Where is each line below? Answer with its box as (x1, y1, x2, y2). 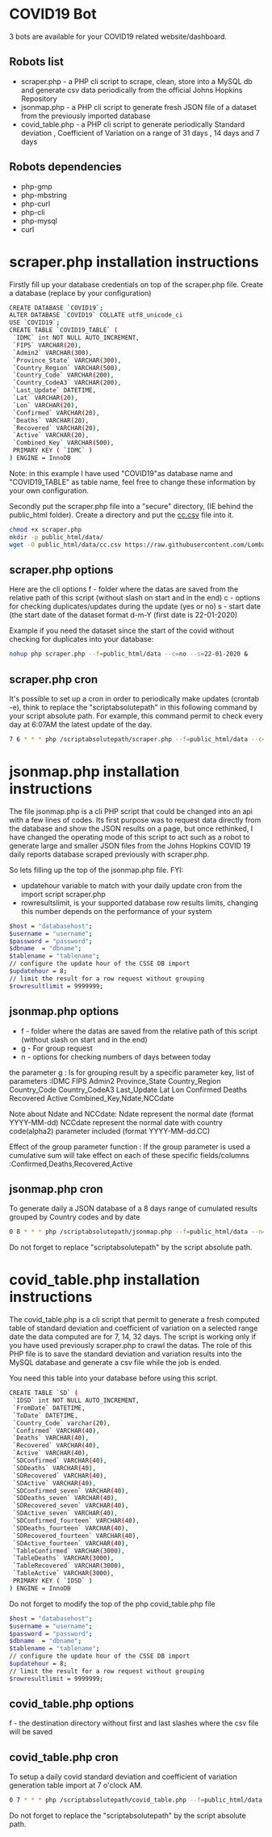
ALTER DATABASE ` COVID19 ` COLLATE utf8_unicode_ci (9, 311, 183, 319)
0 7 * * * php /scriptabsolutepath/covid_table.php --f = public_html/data (9, 1796, 263, 1805)
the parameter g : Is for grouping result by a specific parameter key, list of (9, 1068, 255, 1077)
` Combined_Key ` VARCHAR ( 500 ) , (12, 439, 115, 447)
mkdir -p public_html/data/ (9, 533, 104, 541)
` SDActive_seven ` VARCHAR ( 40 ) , (12, 1509, 118, 1518)
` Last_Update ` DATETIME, (12, 386, 96, 394)
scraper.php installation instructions (9, 252, 259, 271)
